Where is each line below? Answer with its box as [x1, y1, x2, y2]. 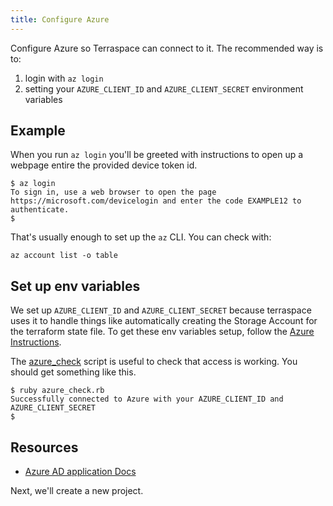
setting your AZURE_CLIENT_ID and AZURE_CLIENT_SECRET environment [24, 82, 304, 95]
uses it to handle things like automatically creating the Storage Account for [10, 315, 318, 327]
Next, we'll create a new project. [10, 485, 144, 497]
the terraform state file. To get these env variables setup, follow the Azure [10, 326, 315, 338]
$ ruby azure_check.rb [10, 386, 105, 396]
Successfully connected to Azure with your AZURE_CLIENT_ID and [10, 394, 284, 405]
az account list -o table [10, 251, 118, 261]
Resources [10, 439, 79, 456]
